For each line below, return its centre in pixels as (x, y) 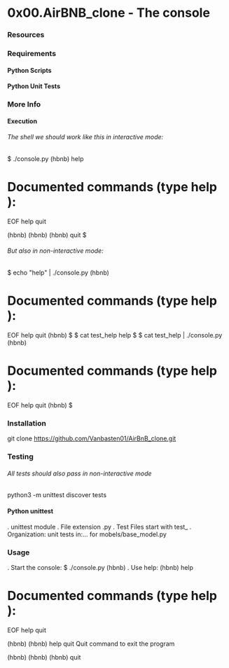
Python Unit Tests (34, 86)
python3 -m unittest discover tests (57, 495)
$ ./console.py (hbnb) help (46, 158)
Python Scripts (29, 70)
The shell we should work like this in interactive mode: (85, 137)
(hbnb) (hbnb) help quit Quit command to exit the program (91, 643)
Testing (20, 457)
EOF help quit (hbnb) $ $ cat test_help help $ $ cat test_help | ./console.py (115, 335)
